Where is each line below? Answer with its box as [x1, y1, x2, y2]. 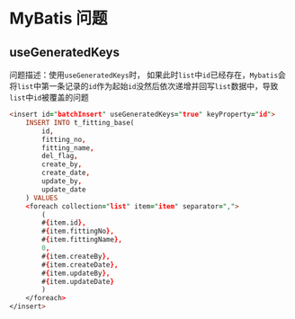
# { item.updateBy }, [41, 269, 111, 278]
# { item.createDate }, [41, 260, 119, 270]
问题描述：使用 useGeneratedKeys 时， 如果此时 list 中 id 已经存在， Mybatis [9, 69, 279, 80]
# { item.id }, [41, 218, 87, 227]
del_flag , [41, 152, 78, 161]
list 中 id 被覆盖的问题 [9, 92, 89, 102]
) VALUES [25, 193, 58, 202]
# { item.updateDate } [41, 277, 115, 286]
